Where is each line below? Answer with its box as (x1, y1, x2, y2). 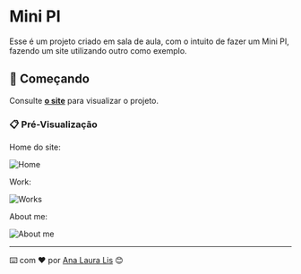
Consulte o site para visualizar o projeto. (9, 95, 159, 106)
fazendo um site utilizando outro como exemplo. (9, 45, 187, 56)
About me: (9, 211, 47, 222)
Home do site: (9, 141, 61, 153)
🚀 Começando (9, 72, 90, 87)
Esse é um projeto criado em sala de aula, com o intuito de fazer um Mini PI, (9, 36, 289, 47)
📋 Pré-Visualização (9, 118, 99, 131)
